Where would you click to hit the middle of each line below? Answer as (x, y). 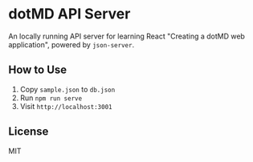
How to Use (38, 70)
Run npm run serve (51, 98)
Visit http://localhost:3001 (66, 106)
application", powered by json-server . (71, 44)
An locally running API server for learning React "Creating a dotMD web (126, 36)
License (29, 132)
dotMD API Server (69, 14)
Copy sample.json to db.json (67, 89)
